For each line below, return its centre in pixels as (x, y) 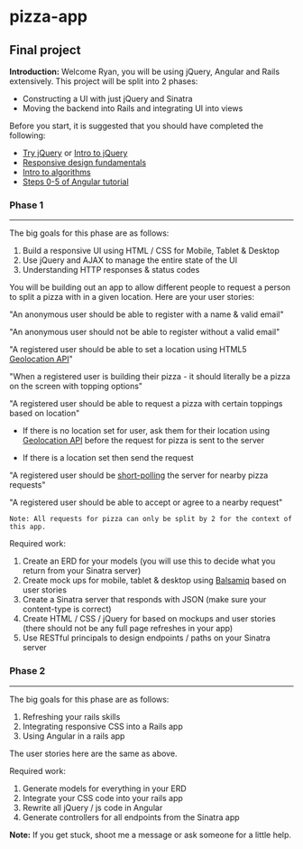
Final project (45, 50)
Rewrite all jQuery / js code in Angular (92, 807)
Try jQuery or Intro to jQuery (75, 153)
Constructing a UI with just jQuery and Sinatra (107, 98)
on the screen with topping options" (76, 387)
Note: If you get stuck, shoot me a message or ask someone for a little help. (150, 835)
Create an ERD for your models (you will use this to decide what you (149, 561)
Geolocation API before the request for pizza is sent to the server (143, 441)
